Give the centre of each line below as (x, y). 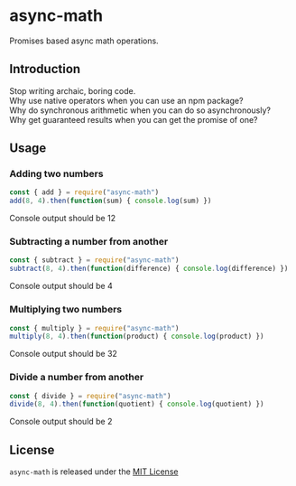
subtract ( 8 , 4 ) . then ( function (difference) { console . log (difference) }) (149, 269)
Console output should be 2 (61, 422)
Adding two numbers (56, 174)
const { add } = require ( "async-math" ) (84, 192)
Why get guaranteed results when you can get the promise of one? (134, 119)
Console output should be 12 (62, 219)
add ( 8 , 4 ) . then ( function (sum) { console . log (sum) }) (111, 201)
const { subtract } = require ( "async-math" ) (94, 260)
